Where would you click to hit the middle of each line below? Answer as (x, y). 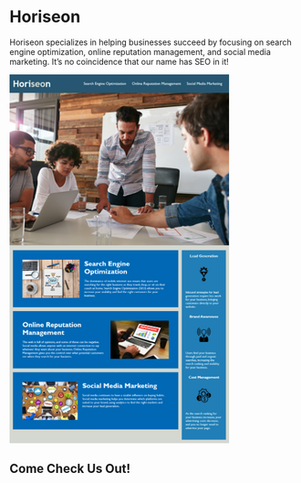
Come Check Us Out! (70, 469)
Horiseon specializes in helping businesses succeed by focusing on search (150, 42)
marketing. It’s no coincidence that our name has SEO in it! (119, 61)
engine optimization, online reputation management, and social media (140, 51)
